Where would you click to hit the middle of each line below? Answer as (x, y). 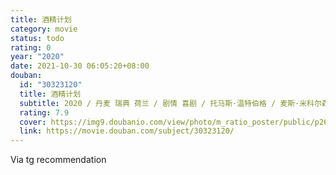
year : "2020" (37, 57)
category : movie (44, 29)
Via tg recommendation (58, 160)
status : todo (37, 38)
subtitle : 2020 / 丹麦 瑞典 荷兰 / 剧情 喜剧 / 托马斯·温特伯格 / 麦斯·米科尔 (170, 103)
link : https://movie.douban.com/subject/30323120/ (127, 131)
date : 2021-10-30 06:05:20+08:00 (80, 66)
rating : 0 (31, 47)
